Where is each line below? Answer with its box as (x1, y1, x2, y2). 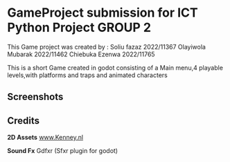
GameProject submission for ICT (7, 5, 199, 21)
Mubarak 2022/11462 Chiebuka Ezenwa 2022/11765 (7, 50, 155, 58)
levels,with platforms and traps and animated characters (7, 71, 168, 79)
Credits (7, 115, 40, 127)
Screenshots (7, 91, 64, 103)
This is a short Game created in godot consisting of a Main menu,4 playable (7, 63, 224, 72)
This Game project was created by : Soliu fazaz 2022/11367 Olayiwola (7, 42, 206, 51)
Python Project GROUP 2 (7, 19, 152, 35)
